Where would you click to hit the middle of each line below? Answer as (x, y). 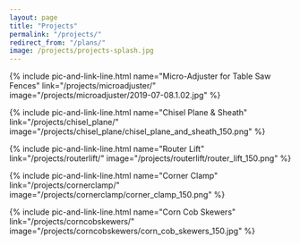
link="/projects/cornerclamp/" (65, 185)
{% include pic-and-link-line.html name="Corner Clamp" (114, 176)
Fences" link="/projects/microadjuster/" (83, 86)
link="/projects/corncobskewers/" (72, 222)
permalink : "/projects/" (56, 34)
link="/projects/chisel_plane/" (64, 122)
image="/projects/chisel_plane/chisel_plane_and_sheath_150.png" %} (137, 131)
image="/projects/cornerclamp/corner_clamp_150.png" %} (117, 195)
